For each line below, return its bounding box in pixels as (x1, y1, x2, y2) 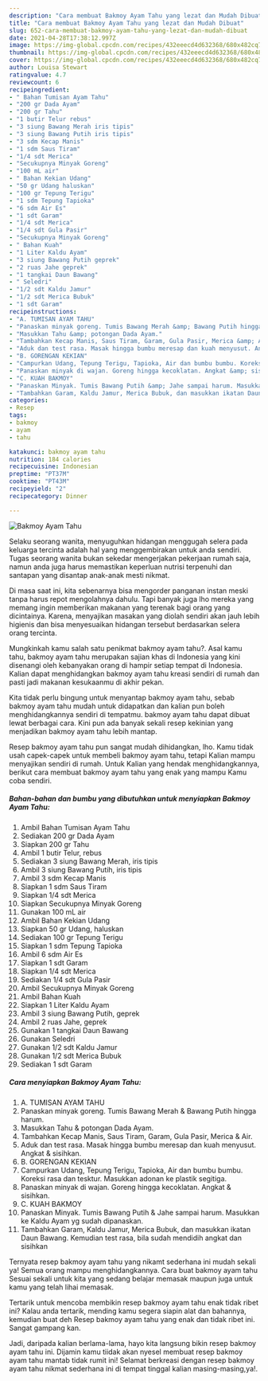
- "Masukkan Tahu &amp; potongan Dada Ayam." (9, 330, 162, 338)
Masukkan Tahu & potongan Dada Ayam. (20, 1123, 154, 1133)
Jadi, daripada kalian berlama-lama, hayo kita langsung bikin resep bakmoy (9, 1338, 257, 1348)
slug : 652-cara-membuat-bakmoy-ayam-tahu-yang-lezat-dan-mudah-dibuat (9, 26, 248, 34)
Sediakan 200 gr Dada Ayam (20, 831, 115, 841)
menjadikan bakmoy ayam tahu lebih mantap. (9, 726, 157, 736)
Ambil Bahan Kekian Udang (20, 915, 111, 925)
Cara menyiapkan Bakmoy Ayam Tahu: (9, 1078, 142, 1087)
